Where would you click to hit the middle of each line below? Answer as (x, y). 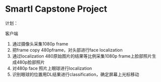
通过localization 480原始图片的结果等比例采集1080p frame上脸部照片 (82, 56)
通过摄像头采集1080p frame (40, 44)
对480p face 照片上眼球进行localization (52, 68)
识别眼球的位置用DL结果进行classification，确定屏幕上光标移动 (76, 74)
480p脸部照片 (31, 62)
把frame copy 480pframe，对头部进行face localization (67, 50)
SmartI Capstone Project (56, 9)
